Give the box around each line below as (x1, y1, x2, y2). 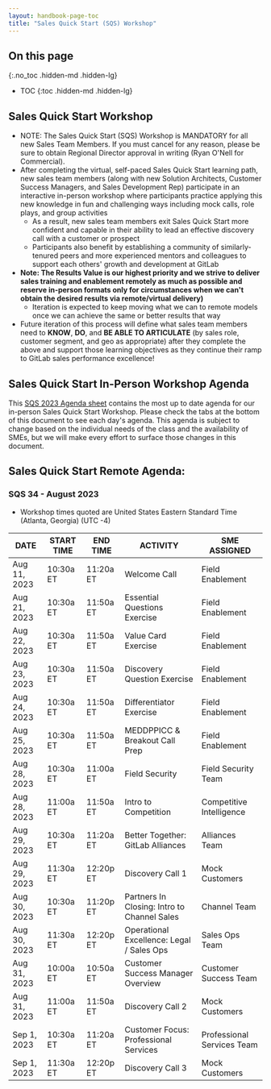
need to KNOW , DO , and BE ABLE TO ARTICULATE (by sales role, (19, 328, 240, 338)
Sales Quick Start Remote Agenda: (8, 464, 186, 478)
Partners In (124, 891, 167, 902)
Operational (124, 924, 169, 935)
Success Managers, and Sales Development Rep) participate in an (19, 182, 240, 192)
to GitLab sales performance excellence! (19, 354, 155, 364)
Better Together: (124, 829, 187, 841)
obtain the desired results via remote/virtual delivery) (19, 293, 204, 303)
